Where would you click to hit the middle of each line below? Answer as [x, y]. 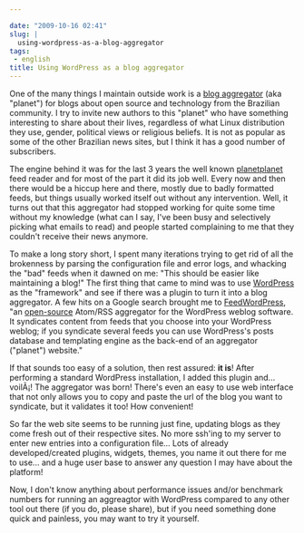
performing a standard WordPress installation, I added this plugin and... [142, 378]
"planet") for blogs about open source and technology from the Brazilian [145, 103]
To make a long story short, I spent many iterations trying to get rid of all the [152, 254]
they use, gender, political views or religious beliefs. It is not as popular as [147, 132]
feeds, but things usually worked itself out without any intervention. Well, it [149, 198]
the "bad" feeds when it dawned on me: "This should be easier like [135, 273]
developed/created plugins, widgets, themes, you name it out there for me [148, 453]
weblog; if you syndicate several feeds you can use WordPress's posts [142, 331]
